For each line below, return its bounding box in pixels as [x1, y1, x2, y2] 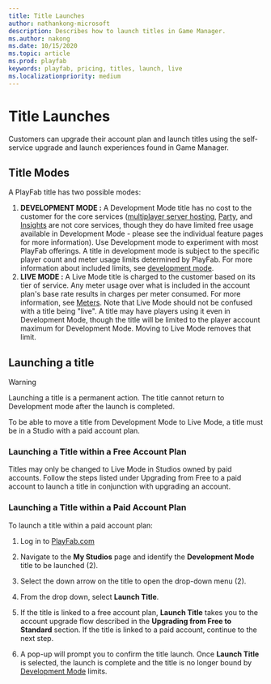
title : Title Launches [8, 11, 85, 20]
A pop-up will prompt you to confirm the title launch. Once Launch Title [19, 649, 260, 659]
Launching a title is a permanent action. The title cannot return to [8, 393, 225, 403]
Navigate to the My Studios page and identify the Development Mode [19, 552, 255, 562]
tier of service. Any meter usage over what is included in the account [19, 280, 251, 290]
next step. [19, 633, 54, 643]
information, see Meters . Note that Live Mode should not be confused [19, 297, 253, 308]
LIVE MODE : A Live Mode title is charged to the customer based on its [19, 272, 256, 282]
